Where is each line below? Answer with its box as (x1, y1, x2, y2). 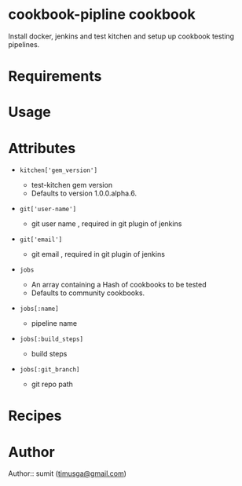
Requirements (8, 68, 102, 86)
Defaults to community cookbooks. (31, 288, 145, 298)
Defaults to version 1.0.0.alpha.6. (31, 188, 137, 198)
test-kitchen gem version (31, 181, 112, 190)
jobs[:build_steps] (19, 335, 84, 343)
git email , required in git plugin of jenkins (31, 250, 165, 259)
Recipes (8, 407, 62, 425)
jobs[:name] (19, 305, 59, 313)
